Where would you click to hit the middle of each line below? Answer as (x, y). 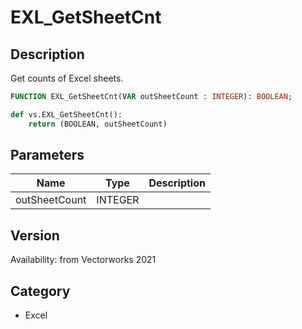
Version (35, 235)
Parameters (47, 155)
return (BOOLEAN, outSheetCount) (98, 124)
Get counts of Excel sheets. (67, 78)
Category (40, 291)
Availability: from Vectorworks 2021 (83, 260)
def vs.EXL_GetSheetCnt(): (66, 114)
